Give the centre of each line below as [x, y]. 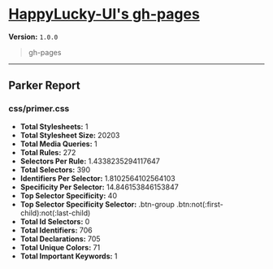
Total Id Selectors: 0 [55, 221]
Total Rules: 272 [48, 152]
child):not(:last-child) [55, 213]
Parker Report [44, 86]
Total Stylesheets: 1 [54, 126]
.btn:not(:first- [199, 204]
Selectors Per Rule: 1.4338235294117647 [90, 161]
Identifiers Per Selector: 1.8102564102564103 [98, 178]
